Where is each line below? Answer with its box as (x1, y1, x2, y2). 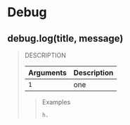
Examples (41, 98, 71, 106)
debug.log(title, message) (7, 32, 124, 44)
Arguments (27, 68, 67, 78)
